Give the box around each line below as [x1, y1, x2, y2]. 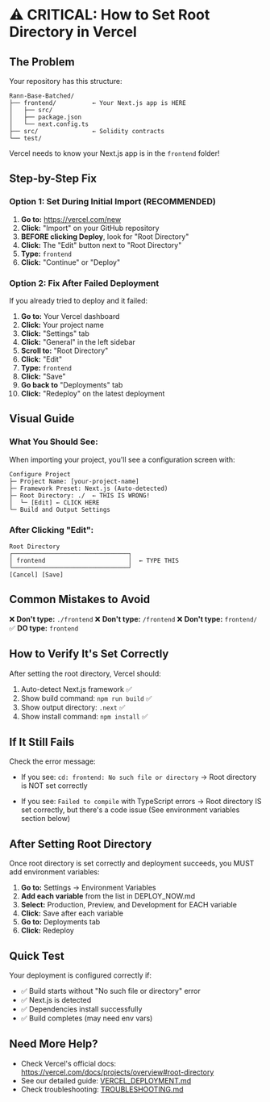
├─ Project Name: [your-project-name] [9, 477, 139, 485]
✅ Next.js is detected [20, 995, 92, 1005]
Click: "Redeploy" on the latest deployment [20, 388, 165, 398]
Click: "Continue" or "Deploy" [20, 257, 120, 267]
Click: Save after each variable [20, 908, 124, 918]
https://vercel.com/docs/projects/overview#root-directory [20, 1067, 214, 1077]
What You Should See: [9, 436, 99, 447]
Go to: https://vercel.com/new [20, 214, 122, 224]
